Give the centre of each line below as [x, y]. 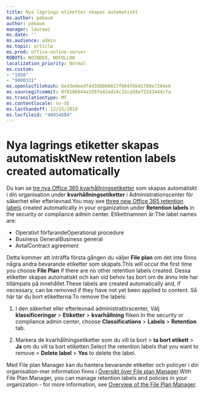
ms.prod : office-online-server [46, 52]
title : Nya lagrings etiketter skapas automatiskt [72, 12]
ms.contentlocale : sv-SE [38, 103]
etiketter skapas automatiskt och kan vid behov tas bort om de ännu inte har [102, 277]
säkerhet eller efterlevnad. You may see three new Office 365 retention [95, 201]
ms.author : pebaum [30, 18]
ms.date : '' [21, 35]
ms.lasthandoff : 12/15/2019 [42, 109]
